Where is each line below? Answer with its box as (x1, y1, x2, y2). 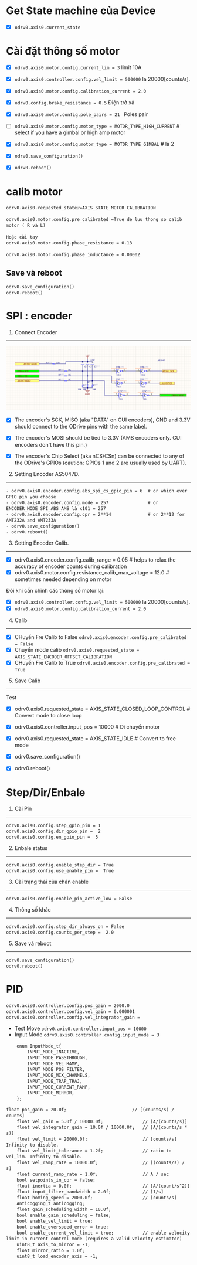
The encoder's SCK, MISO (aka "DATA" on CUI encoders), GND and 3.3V (14, 416, 191, 423)
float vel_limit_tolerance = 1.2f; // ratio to (16, 1148, 172, 1154)
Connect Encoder (14, 329, 57, 336)
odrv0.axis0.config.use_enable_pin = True (6, 868, 114, 874)
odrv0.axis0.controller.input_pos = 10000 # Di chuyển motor (14, 723, 160, 730)
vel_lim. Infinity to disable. (6, 1154, 83, 1160)
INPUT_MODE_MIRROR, (27, 1090, 75, 1096)
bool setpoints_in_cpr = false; (16, 1177, 96, 1184)
